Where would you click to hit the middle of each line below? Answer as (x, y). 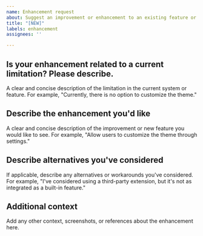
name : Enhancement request (40, 12)
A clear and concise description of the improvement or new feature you (95, 128)
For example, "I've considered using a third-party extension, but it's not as (99, 181)
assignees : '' (24, 34)
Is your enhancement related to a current (85, 64)
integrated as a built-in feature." (46, 188)
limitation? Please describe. (60, 74)
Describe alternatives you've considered (85, 160)
